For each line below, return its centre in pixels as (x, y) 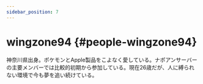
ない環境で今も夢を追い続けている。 (52, 75)
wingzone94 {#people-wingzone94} (102, 42)
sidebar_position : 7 (33, 12)
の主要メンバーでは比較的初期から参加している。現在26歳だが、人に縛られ (100, 67)
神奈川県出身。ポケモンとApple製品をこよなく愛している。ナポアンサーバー (102, 60)
